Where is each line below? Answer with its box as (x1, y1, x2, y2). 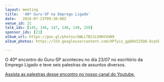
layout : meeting (5, 7, 38, 12)
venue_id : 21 (5, 20, 32, 26)
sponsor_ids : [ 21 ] (5, 30, 42, 35)
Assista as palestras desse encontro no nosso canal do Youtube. (5, 71, 135, 77)
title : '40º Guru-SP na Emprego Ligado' (5, 12, 91, 17)
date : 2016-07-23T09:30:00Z (5, 16, 67, 21)
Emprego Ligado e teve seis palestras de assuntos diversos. (5, 61, 126, 67)
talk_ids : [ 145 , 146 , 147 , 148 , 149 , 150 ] (5, 25, 93, 30)
